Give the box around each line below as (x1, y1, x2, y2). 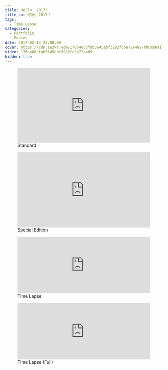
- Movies (9, 36, 28, 41)
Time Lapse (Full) (17, 359, 53, 365)
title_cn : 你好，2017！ (5, 12, 51, 17)
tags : (5, 17, 16, 22)
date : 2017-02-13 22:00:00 (5, 40, 61, 45)
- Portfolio (9, 31, 35, 36)
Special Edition (17, 227, 48, 233)
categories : (5, 26, 30, 31)
